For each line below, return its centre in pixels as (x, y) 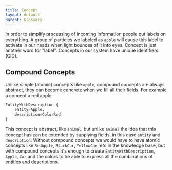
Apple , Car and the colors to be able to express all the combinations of (79, 156)
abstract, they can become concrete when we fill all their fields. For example (86, 90)
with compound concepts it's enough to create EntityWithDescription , (80, 151)
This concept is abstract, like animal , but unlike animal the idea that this (81, 129)
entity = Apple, (30, 110)
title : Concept (22, 10)
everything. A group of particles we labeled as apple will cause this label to (84, 40)
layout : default (23, 15)
